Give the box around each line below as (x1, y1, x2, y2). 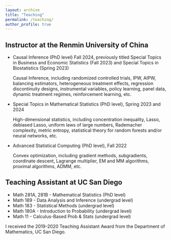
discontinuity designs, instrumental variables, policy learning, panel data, (12, 86, 166, 92)
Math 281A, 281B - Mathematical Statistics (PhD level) (12, 191, 126, 198)
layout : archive (5, 7, 40, 13)
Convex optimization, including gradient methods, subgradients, (12, 153, 148, 159)
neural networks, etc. (12, 133, 58, 139)
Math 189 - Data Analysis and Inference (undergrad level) (12, 197, 134, 203)
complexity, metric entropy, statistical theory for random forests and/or (12, 127, 162, 133)
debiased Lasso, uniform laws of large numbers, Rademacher (12, 122, 142, 128)
